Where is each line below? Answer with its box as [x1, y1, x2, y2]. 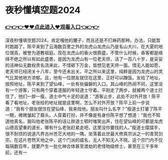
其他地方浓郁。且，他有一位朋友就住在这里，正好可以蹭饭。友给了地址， [13, 75, 163, 81]
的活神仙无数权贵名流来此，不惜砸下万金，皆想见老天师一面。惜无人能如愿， [5, 62, 163, 68]
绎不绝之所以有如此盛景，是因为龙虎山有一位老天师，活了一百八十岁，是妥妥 [5, 56, 163, 62]
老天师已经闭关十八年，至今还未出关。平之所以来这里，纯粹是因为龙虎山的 [5, 68, 158, 75]
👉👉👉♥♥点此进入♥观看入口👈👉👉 [5, 23, 99, 30]
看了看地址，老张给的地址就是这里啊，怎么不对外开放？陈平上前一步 [5, 100, 145, 106]
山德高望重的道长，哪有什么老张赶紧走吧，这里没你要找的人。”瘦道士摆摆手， [5, 125, 163, 131]
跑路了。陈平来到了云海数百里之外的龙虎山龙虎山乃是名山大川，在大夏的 [9, 43, 158, 50]
